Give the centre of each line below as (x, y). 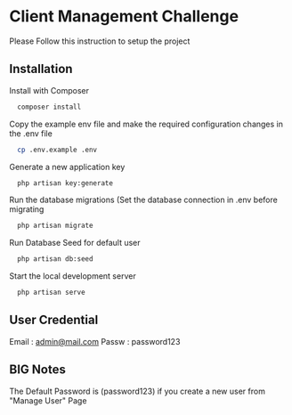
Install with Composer (49, 90)
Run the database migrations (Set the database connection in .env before (143, 200)
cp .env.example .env (57, 150)
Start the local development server (73, 276)
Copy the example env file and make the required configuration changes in (146, 124)
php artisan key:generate (65, 183)
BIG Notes (38, 370)
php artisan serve (52, 293)
